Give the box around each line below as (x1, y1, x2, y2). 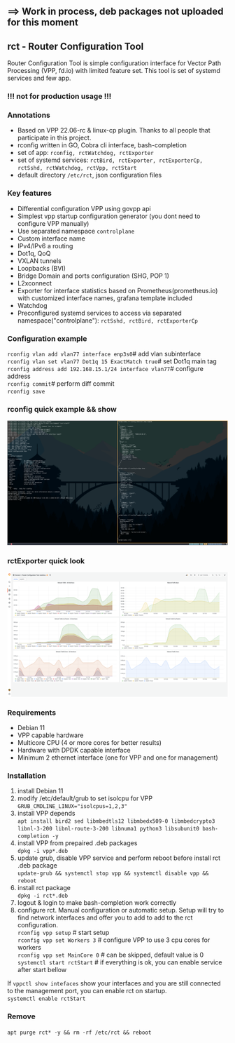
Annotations (7, 110, 50, 120)
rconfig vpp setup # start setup (17, 929, 110, 937)
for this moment (7, 17, 79, 29)
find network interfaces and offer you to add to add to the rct (17, 913, 193, 922)
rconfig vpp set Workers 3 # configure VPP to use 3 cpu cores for (17, 936, 211, 944)
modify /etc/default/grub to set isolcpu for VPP (17, 794, 152, 802)
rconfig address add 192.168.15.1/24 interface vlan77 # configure (7, 365, 204, 373)
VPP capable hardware (17, 731, 84, 739)
